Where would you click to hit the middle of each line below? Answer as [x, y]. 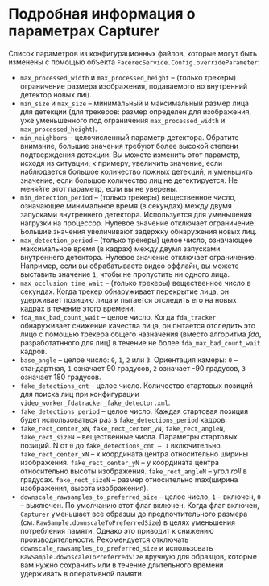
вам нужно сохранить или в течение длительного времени [122, 565]
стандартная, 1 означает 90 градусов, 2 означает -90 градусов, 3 [132, 368]
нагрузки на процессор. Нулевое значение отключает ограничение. [138, 223]
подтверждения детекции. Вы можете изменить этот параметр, [130, 155]
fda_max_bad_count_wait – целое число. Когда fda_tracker [118, 317]
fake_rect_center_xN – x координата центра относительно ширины [134, 454]
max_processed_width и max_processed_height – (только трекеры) [128, 77]
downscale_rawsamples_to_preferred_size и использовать [116, 547]
